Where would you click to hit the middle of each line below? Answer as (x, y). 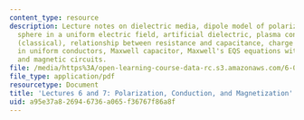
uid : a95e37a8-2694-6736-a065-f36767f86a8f (93, 102)
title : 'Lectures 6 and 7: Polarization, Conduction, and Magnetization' (152, 93)
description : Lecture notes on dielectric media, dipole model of (137, 26)
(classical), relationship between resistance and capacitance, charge (156, 43)
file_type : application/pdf (62, 77)
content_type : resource (54, 18)
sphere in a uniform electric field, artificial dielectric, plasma (149, 34)
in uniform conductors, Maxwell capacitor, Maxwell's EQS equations (149, 51)
